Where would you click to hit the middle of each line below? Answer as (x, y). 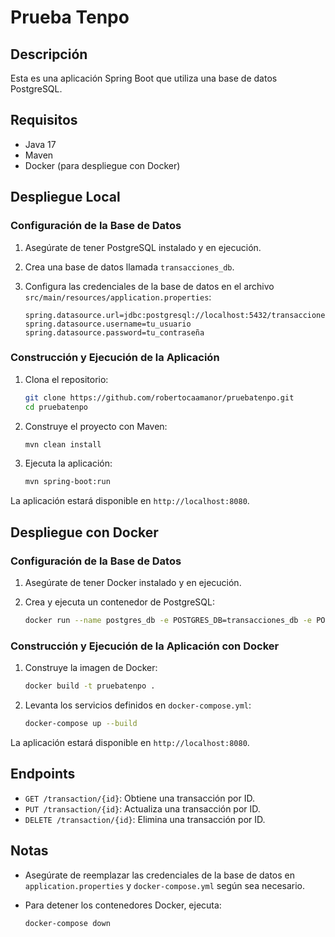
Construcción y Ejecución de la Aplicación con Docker (145, 646)
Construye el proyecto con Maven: (96, 426)
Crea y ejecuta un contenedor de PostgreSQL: (119, 602)
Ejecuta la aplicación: (68, 463)
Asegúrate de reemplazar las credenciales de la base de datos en (160, 875)
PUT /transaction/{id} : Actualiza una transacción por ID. (142, 808)
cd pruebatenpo (56, 407)
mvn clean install (63, 444)
